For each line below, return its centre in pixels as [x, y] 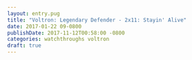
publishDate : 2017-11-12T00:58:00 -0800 [66, 33]
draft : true [24, 46]
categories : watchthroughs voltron [58, 39]
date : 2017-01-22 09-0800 [44, 26]
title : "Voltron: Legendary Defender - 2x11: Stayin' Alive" [97, 20]
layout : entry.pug [33, 13]
